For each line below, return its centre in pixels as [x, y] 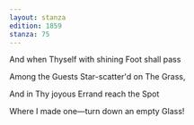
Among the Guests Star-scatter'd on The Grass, [97, 77]
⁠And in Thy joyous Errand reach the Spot [84, 94]
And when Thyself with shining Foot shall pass [95, 60]
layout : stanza [38, 17]
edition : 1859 [36, 26]
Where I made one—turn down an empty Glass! [97, 112]
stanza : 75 [30, 34]
